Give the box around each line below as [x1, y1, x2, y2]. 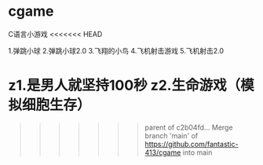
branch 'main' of [144, 130, 199, 140]
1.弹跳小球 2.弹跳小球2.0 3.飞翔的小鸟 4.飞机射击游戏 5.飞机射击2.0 [8, 46, 225, 55]
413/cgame [144, 148, 181, 157]
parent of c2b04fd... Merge [144, 123, 233, 132]
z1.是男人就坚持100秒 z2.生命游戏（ [8, 77, 241, 94]
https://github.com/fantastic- [144, 139, 239, 148]
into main [182, 148, 213, 157]
